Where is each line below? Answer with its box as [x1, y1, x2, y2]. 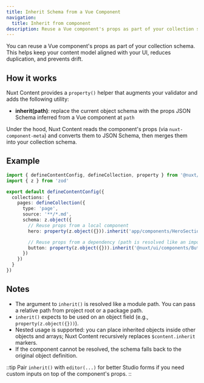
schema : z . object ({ [22, 217, 72, 223]
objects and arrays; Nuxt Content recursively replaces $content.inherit [15, 332, 195, 340]
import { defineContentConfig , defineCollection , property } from [6, 172, 178, 178]
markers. [15, 339, 38, 346]
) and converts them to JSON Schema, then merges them [44, 132, 188, 140]
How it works [6, 73, 57, 83]
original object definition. [15, 351, 78, 359]
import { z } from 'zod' [6, 177, 69, 184]
